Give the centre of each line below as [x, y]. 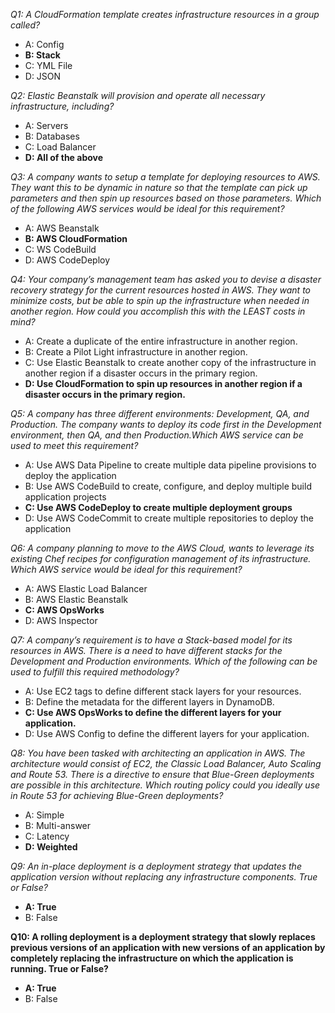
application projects [65, 497]
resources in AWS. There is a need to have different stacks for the [146, 650]
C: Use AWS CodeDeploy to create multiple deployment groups [158, 507]
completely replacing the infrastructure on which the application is [152, 958]
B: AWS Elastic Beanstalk [76, 599]
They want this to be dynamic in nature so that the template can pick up [159, 187]
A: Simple [44, 815]
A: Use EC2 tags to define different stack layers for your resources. [163, 691]
